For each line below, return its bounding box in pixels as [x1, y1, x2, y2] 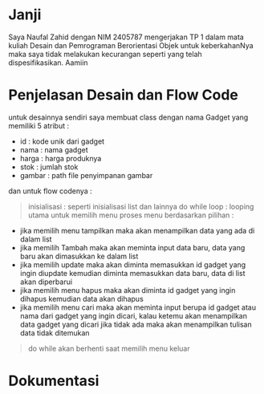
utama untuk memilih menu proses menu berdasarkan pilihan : [27, 210, 234, 220]
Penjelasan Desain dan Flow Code [8, 86, 239, 104]
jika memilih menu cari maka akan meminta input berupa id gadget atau [19, 303, 257, 312]
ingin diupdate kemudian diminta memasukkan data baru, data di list [19, 268, 246, 278]
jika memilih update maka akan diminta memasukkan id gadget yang [19, 259, 246, 270]
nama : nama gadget [19, 144, 88, 154]
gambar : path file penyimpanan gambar [19, 170, 153, 180]
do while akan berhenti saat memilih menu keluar [27, 343, 190, 353]
